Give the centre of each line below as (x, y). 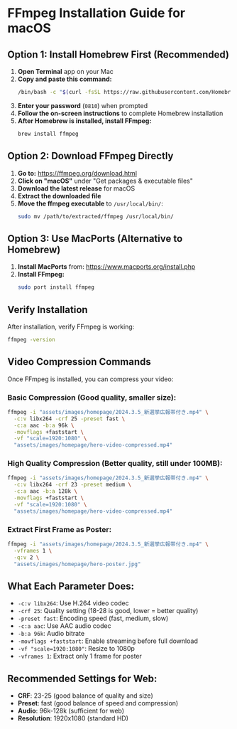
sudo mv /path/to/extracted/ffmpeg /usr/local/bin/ (95, 216)
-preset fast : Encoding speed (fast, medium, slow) (93, 618)
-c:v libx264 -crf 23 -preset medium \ (73, 485)
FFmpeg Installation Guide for (97, 13)
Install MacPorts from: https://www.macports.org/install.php (106, 267)
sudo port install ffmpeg (56, 287)
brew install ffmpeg (48, 134)
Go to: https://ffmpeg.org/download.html (77, 173)
